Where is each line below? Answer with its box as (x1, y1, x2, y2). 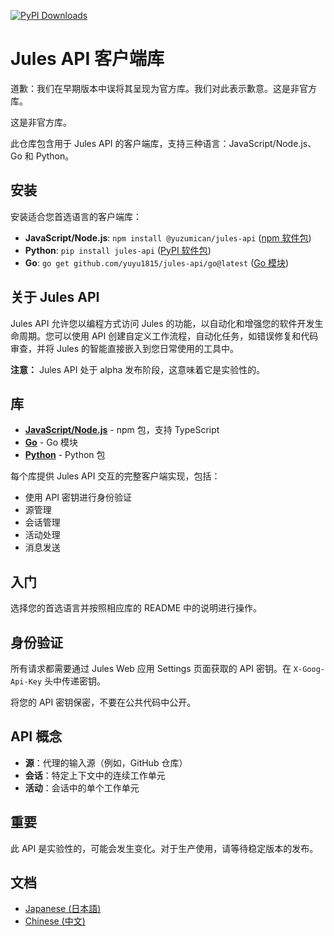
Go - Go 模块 (24, 436, 78, 449)
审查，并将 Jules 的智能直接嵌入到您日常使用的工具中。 (10, 342, 240, 354)
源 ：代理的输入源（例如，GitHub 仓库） (24, 756, 188, 769)
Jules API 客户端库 (10, 48, 165, 70)
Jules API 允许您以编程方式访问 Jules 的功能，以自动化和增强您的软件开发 (10, 317, 315, 329)
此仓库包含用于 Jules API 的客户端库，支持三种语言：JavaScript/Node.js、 (10, 137, 317, 149)
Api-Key (10, 677, 43, 687)
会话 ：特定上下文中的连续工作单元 (24, 769, 166, 781)
